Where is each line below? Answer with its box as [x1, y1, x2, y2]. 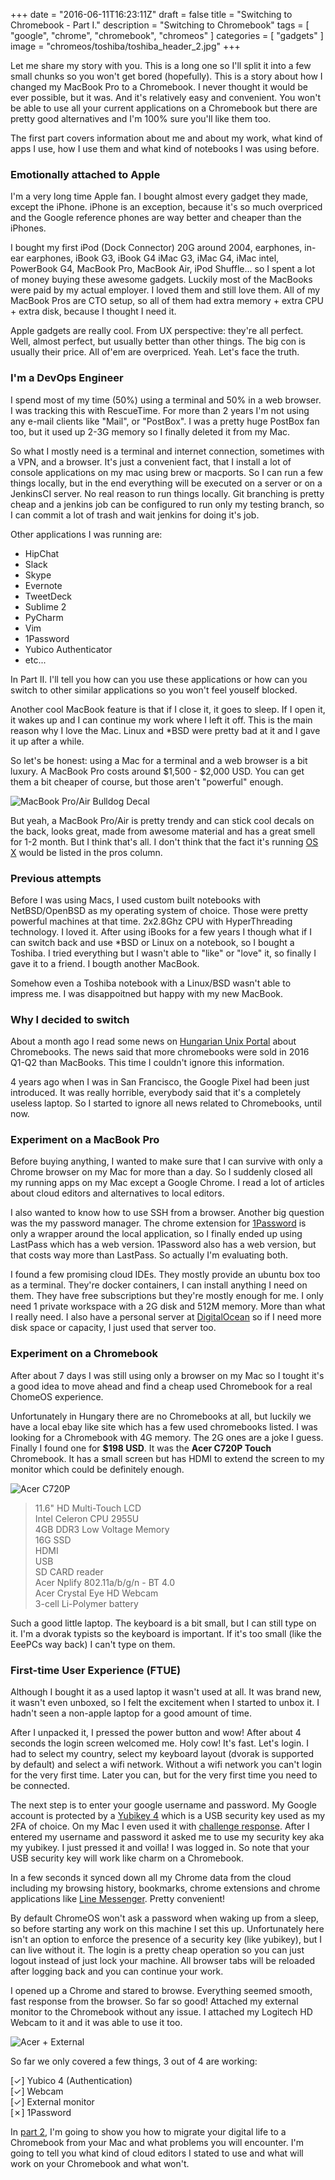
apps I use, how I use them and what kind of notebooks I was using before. [10, 143, 320, 154]
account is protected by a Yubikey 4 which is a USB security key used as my [10, 1810, 326, 1822]
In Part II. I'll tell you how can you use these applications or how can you [10, 673, 308, 685]
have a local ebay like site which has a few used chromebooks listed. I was [10, 1420, 318, 1433]
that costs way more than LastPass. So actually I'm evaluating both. [10, 1249, 289, 1261]
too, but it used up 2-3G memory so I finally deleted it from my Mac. [10, 425, 291, 438]
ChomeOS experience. [10, 1390, 104, 1403]
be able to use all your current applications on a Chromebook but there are [10, 102, 318, 114]
